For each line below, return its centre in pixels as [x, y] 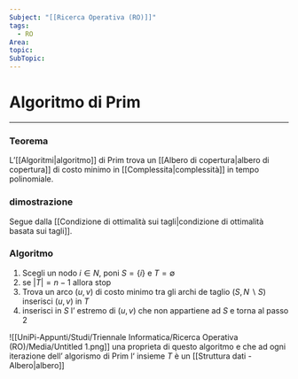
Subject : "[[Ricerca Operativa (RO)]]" [83, 17]
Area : [19, 42]
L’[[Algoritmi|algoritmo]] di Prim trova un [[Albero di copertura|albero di [139, 160]
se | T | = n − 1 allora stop [67, 282]
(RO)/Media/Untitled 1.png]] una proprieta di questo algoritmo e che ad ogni [148, 346]
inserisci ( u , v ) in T [55, 301]
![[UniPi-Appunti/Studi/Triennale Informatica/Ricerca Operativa [124, 336]
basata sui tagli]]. [41, 230]
